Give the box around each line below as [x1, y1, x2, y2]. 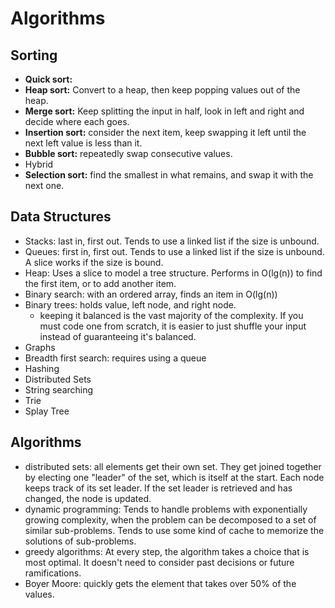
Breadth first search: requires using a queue [24, 352, 207, 364]
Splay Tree [24, 405, 70, 417]
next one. [24, 180, 65, 191]
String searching [24, 383, 94, 396]
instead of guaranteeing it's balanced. [39, 330, 197, 342]
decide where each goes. [24, 116, 130, 127]
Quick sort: [24, 73, 73, 85]
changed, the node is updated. [24, 492, 152, 504]
